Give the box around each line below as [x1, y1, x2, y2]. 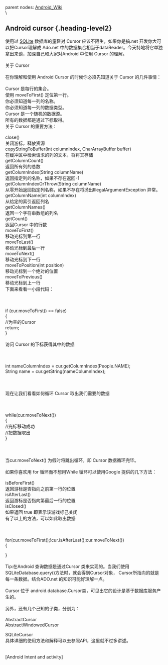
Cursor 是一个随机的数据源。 [5, 111, 65, 117]
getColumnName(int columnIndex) [5, 192, 77, 198]
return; [5, 324, 20, 331]
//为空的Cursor [5, 319, 36, 325]
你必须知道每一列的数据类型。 [5, 104, 67, 110]
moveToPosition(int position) [5, 262, 64, 268]
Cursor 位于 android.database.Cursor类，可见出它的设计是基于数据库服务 [5, 588, 157, 594]
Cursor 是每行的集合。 [5, 85, 52, 91]
